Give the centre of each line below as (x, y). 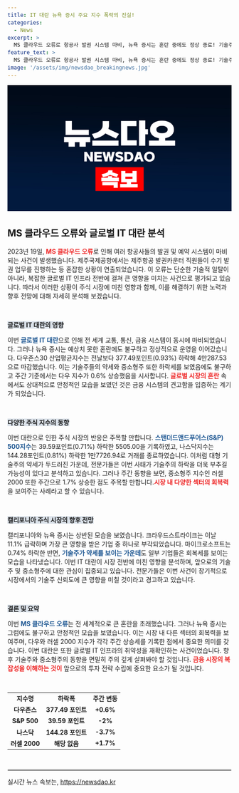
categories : (25, 22)
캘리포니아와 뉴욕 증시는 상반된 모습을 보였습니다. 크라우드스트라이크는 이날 (112, 535)
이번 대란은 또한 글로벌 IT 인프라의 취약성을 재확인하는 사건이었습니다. (125, 651)
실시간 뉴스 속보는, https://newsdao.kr (62, 782)
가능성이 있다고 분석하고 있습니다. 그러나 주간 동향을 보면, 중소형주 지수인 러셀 (116, 473)
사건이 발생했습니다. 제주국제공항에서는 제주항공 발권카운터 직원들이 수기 (121, 261)
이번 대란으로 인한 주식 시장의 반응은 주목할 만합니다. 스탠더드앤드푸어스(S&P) (116, 437)
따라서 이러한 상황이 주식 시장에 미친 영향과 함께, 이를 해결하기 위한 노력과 (125, 287)
